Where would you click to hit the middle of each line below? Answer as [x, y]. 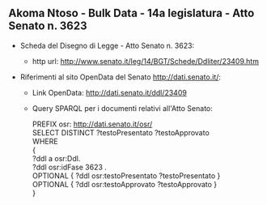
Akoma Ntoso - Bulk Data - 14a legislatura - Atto [131, 13]
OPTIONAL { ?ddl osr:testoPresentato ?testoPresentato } [126, 175]
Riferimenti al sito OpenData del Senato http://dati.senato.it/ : [120, 77]
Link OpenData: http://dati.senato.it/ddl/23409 [110, 92]
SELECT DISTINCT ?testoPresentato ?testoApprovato [121, 132]
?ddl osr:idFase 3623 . [70, 167]
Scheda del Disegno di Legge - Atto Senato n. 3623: [107, 45]
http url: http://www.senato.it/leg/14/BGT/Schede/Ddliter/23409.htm [145, 61]
